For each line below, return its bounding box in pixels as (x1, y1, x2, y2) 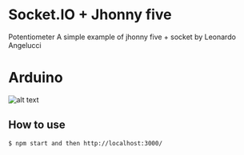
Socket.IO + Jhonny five (8, 6, 172, 24)
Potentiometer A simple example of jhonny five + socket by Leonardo (8, 32, 236, 42)
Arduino (8, 69, 63, 87)
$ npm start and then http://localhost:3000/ (8, 139, 162, 147)
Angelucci (8, 40, 42, 50)
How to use (8, 118, 66, 132)
